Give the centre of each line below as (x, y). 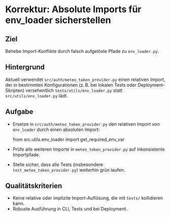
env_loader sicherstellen (58, 20)
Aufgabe (19, 112)
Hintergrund (25, 67)
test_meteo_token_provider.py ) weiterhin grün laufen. (69, 170)
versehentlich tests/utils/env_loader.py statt (74, 90)
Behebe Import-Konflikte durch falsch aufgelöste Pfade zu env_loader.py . (82, 51)
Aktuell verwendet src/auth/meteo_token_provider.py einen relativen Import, (85, 79)
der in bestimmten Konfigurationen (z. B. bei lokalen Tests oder (71, 85)
